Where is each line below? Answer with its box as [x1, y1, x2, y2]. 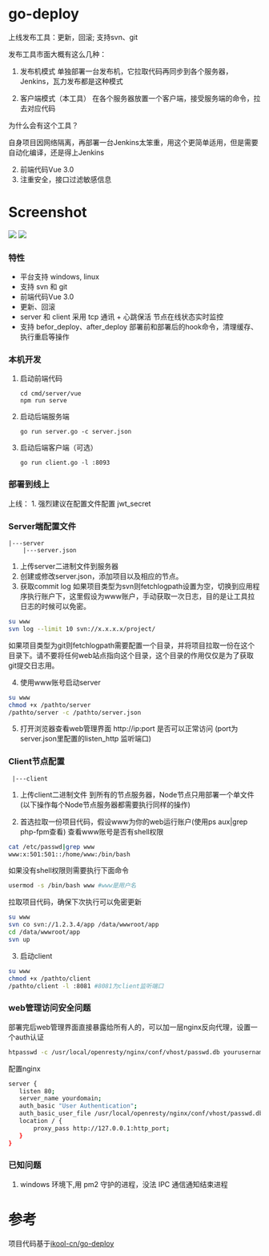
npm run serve [19, 397, 67, 405]
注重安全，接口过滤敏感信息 [19, 174, 112, 184]
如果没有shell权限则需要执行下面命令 [8, 866, 130, 875]
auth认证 [14, 1032, 44, 1042]
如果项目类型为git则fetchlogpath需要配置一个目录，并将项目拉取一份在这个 [8, 640, 255, 650]
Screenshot [8, 204, 87, 221]
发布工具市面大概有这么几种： [8, 49, 106, 59]
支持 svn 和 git [19, 282, 68, 292]
